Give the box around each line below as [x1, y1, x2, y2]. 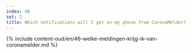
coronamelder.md [6, 41, 49, 48]
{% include [6, 36, 33, 43]
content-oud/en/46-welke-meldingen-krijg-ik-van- [34, 36, 158, 43]
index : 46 [6, 8, 31, 15]
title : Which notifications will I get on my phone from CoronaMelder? [6, 19, 186, 25]
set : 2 [6, 14, 22, 20]
